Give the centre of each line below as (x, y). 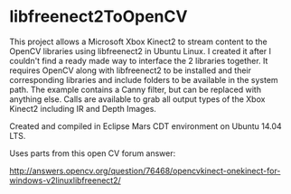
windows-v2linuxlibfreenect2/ (65, 180)
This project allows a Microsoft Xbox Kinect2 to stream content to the (139, 42)
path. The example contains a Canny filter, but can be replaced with (136, 89)
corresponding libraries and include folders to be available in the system (144, 79)
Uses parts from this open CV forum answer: (93, 153)
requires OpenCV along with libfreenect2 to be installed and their (130, 70)
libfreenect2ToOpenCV (99, 17)
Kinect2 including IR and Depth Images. (83, 108)
